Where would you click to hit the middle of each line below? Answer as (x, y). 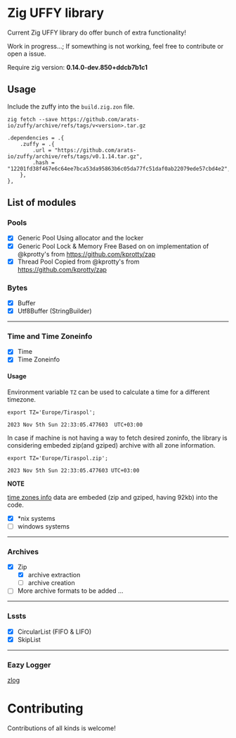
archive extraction (54, 575)
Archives (23, 551)
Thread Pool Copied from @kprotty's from (78, 262)
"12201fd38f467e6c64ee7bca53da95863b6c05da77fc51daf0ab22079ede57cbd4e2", (119, 168)
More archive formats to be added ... (70, 591)
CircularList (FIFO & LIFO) (54, 632)
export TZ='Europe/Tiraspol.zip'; (58, 458)
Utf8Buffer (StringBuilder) (55, 311)
